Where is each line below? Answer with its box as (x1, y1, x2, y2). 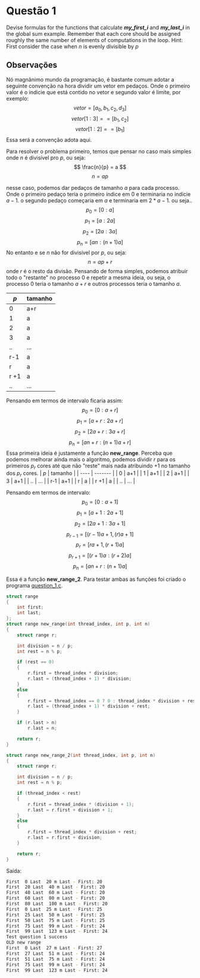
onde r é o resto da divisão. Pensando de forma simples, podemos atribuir (6, 268, 188, 275)
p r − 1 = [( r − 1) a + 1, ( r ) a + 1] (66, 530, 134, 539)
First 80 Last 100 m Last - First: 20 (6, 901, 108, 907)
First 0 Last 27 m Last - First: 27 (6, 945, 102, 951)
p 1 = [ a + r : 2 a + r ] (76, 417, 124, 426)
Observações (6, 60, 58, 70)
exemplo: (6, 95, 29, 102)
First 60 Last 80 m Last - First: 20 (6, 895, 105, 901)
